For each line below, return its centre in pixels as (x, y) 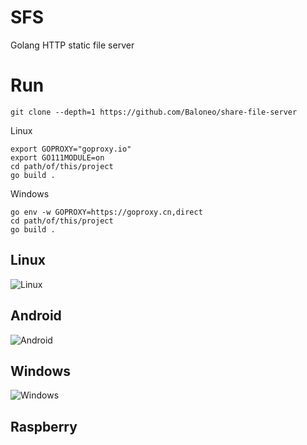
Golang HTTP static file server (72, 45)
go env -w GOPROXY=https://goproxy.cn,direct (106, 212)
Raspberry (44, 426)
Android (36, 316)
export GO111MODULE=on (57, 157)
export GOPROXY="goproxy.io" (71, 149)
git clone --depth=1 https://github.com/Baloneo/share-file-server (154, 112)
